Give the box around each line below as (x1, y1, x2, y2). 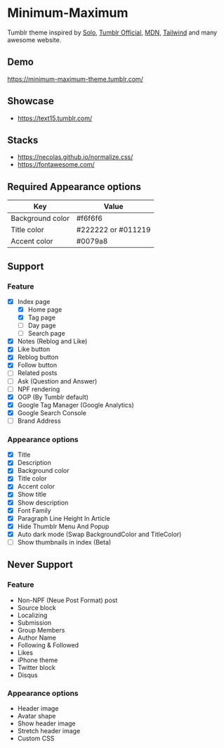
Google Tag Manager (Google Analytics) (17, 400, 135, 409)
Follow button (17, 361, 58, 369)
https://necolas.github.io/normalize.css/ (17, 153, 133, 161)
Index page (17, 297, 51, 305)
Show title (17, 490, 47, 499)
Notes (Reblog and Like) (17, 337, 88, 346)
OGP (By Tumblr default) (17, 393, 89, 401)
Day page (27, 322, 56, 330)
